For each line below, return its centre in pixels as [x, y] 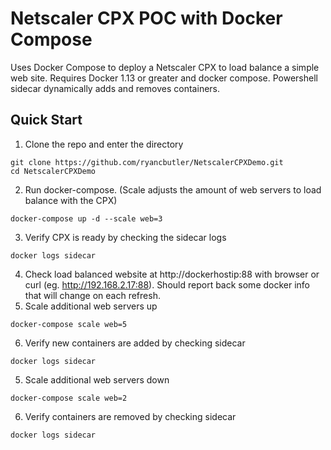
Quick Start [46, 120]
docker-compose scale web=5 [69, 324]
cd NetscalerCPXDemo [53, 171]
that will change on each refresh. [92, 295]
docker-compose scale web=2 [69, 398]
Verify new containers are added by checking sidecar [135, 343]
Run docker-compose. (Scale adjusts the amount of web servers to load [173, 189]
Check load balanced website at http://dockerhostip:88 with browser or [172, 274]
